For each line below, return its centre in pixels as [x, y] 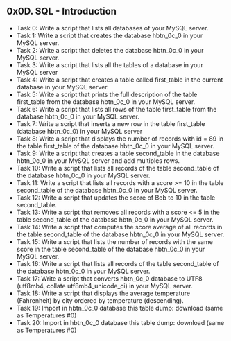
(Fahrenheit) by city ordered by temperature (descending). [100, 300]
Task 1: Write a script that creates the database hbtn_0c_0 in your [110, 35]
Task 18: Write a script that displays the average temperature [103, 293]
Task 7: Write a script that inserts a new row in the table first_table [111, 123]
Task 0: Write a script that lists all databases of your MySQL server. [112, 28]
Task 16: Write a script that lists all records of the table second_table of [118, 263]
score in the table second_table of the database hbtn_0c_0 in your [111, 249]
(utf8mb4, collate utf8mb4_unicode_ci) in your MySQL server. [105, 286]
